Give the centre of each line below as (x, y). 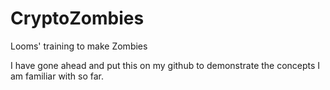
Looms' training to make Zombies (79, 46)
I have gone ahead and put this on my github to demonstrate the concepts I (165, 65)
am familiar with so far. (57, 76)
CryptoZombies (77, 18)
